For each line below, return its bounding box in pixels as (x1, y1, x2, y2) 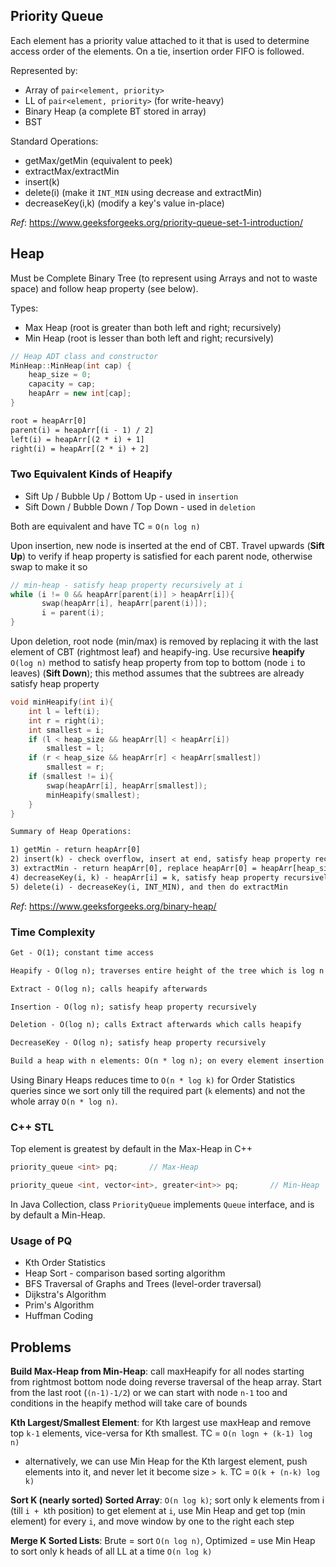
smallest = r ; (46, 762, 105, 773)
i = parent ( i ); (41, 608, 105, 618)
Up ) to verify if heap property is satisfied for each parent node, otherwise (10, 550, 313, 562)
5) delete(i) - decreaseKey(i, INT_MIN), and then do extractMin (10, 882, 288, 892)
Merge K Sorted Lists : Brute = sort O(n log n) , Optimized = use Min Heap (10, 1535, 316, 1547)
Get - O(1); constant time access (10, 947, 155, 958)
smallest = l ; (46, 744, 105, 754)
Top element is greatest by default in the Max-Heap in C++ (10, 1143, 253, 1155)
